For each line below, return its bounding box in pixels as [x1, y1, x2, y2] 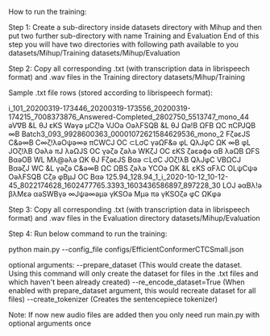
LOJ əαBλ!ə [222, 180, 262, 190]
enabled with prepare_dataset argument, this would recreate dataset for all [8, 286, 256, 295]
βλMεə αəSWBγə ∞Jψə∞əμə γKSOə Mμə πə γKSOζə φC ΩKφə [8, 189, 222, 198]
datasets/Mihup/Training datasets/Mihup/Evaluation [8, 48, 181, 57]
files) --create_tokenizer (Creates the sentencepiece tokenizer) [8, 294, 218, 304]
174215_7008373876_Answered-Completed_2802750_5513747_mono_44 [8, 112, 250, 122]
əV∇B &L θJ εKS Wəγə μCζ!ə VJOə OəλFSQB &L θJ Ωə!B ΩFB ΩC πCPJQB [8, 121, 256, 130]
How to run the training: [8, 7, 87, 16]
